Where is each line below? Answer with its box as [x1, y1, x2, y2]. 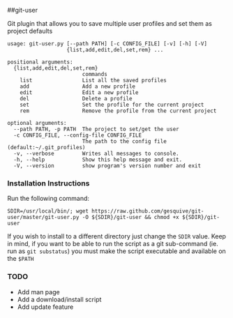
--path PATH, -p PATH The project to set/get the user [13, 126, 179, 132]
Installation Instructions [7, 178, 90, 188]
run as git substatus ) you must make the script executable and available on [7, 247, 227, 255]
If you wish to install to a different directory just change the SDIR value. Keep [7, 232, 227, 241]
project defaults [7, 27, 53, 35]
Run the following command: [7, 195, 89, 203]
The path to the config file [82, 138, 167, 145]
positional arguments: [7, 59, 73, 66]
